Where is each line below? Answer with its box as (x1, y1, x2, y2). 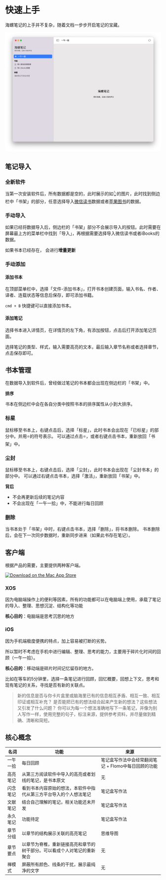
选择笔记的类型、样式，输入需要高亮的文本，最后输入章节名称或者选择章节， (5, 343, 161, 350)
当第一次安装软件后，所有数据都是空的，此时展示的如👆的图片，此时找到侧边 (5, 191, 161, 197)
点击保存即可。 (5, 350, 36, 356)
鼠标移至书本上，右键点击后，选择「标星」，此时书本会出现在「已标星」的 (5, 427, 155, 433)
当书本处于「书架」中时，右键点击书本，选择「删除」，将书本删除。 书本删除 (5, 526, 160, 532)
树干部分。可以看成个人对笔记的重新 (21, 847, 95, 853)
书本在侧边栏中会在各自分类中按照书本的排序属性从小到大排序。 (5, 401, 135, 407)
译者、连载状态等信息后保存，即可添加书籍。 (5, 292, 96, 298)
